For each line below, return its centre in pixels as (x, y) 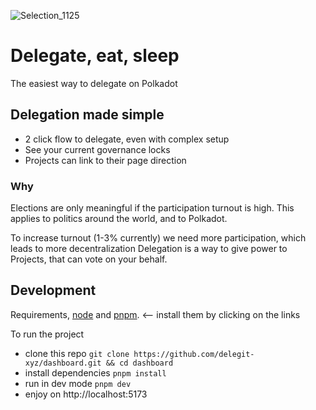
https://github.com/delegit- (194, 354)
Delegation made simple (87, 115)
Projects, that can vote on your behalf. (89, 259)
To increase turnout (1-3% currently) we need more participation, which (158, 238)
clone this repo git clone (77, 353)
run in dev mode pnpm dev (78, 383)
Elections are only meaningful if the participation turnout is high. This (152, 208)
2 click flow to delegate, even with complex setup (127, 139)
